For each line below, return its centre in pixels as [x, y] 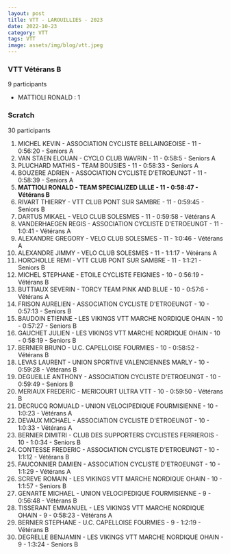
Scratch [21, 115]
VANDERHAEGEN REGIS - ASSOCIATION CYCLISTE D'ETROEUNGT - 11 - [120, 224]
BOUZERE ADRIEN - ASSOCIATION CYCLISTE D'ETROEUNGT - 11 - [112, 173]
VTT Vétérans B [35, 69]
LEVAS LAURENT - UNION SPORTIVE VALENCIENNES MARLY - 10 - [113, 362]
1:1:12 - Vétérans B [43, 457]
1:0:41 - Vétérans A [44, 231]
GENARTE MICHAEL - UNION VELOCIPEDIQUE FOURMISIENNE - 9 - [114, 493]
